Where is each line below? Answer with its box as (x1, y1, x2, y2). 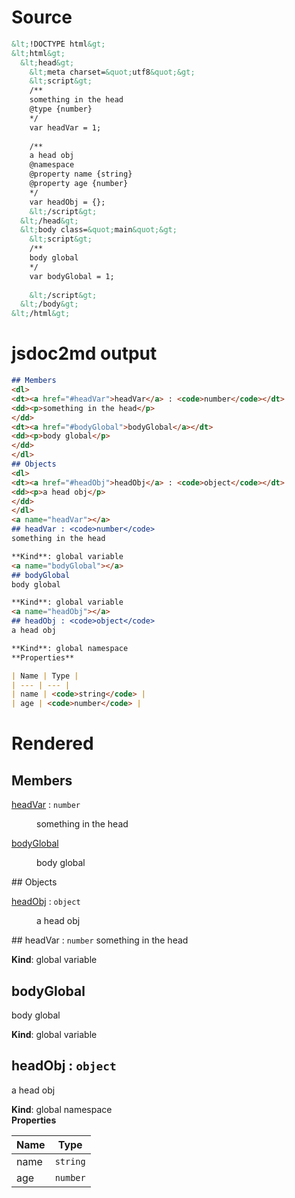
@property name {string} (29, 169, 133, 180)
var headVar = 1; (29, 122, 102, 133)
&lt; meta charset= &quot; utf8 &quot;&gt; (29, 67, 196, 77)
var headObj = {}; (29, 197, 106, 207)
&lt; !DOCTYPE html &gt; (11, 39, 106, 49)
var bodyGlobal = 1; (29, 271, 115, 281)
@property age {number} (29, 179, 129, 189)
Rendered (11, 732, 94, 755)
